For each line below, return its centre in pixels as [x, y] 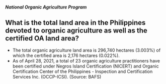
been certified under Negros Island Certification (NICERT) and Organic [86, 66]
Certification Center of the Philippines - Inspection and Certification [82, 71]
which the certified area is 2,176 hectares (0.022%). [66, 55]
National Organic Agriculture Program [46, 7]
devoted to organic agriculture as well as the [76, 30]
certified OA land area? [42, 38]
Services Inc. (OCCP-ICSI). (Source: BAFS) [57, 77]
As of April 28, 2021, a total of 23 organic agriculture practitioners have [86, 61]
